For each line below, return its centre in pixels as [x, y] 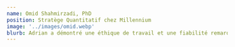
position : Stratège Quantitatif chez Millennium [79, 20]
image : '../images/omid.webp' [51, 26]
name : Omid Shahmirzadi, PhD [49, 13]
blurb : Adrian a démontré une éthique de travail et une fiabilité [107, 33]
